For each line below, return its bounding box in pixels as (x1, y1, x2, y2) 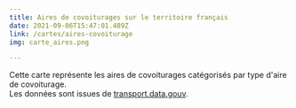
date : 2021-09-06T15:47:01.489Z (9, 21, 129, 30)
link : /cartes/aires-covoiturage (9, 29, 133, 38)
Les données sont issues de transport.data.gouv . (9, 89, 188, 99)
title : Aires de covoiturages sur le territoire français (9, 12, 228, 22)
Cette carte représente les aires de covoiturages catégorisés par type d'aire (9, 70, 287, 81)
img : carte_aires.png (9, 37, 90, 47)
